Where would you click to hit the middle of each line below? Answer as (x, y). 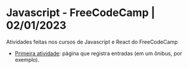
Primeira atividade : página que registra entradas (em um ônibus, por (98, 53)
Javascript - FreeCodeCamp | (81, 13)
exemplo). (27, 59)
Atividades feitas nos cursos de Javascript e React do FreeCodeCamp (92, 42)
